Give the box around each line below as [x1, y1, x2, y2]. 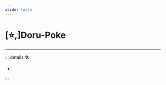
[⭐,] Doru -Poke [5, 29, 66, 41]
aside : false [5, 7, 32, 12]
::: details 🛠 [5, 54, 30, 60]
